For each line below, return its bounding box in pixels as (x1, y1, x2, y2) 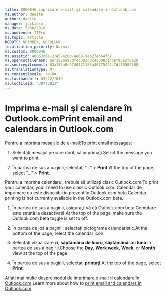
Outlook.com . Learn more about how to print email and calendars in (5, 280, 142, 286)
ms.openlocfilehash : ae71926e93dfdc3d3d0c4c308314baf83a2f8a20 (5, 58, 139, 63)
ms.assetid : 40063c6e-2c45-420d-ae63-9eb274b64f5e (5, 53, 112, 59)
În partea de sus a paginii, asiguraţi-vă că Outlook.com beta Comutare (12, 204, 156, 211)
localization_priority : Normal (5, 44, 70, 49)
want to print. (12, 155, 40, 161)
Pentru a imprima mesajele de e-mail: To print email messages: (5, 140, 132, 146)
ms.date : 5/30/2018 (5, 26, 46, 31)
